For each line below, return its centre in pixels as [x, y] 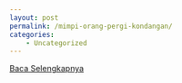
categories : [32, 34]
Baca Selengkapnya [47, 69]
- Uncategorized [57, 43]
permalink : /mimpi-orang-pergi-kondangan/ [91, 26]
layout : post [34, 18]
